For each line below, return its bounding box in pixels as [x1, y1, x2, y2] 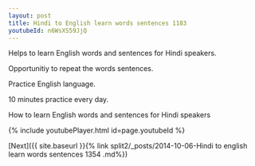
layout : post [8, 11, 52, 20]
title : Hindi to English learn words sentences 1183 [8, 19, 187, 27]
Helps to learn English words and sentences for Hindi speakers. [8, 49, 217, 58]
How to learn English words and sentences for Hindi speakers [8, 110, 211, 120]
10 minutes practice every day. [8, 95, 109, 105]
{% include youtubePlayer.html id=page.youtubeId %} [8, 125, 186, 136]
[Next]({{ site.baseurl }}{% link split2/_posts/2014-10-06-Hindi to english [8, 141, 248, 151]
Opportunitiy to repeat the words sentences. [8, 64, 154, 73]
